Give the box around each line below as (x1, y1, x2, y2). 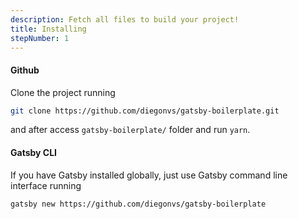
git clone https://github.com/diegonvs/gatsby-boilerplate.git (10, 106, 280, 116)
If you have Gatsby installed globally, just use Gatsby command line (10, 169, 288, 181)
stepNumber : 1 (10, 33, 70, 43)
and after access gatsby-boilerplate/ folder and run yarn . (10, 124, 251, 136)
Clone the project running (10, 86, 116, 98)
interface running (10, 179, 82, 191)
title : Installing (10, 24, 87, 34)
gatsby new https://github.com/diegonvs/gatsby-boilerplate (10, 199, 267, 209)
